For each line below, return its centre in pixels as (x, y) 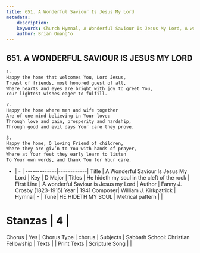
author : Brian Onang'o (45, 34)
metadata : (18, 17)
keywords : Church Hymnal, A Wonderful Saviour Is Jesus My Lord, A (102, 28)
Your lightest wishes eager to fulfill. (57, 94)
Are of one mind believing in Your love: (58, 116)
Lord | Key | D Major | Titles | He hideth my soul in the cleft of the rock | (102, 178)
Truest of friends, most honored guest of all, (66, 83)
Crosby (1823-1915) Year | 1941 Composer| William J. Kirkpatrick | (95, 190)
